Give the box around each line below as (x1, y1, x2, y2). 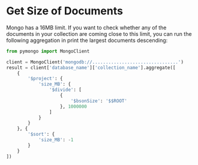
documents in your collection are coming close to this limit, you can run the (6, 30, 192, 37)
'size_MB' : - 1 (38, 137, 74, 143)
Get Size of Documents (6, 4, 123, 18)
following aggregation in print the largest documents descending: (6, 36, 168, 44)
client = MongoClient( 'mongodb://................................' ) (6, 59, 184, 65)
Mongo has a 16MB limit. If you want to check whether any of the (6, 24, 167, 31)
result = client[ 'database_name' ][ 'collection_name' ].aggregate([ (6, 65, 176, 71)
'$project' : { (28, 76, 63, 82)
